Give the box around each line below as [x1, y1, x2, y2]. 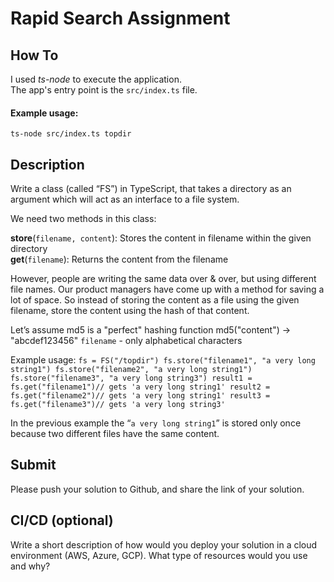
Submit [10, 457, 57, 474]
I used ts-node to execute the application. [10, 73, 182, 85]
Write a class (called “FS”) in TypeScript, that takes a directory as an [10, 183, 292, 195]
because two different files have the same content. [10, 428, 220, 440]
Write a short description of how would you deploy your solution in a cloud [10, 538, 318, 551]
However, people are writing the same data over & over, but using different [10, 273, 317, 285]
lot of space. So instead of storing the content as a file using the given [10, 294, 300, 306]
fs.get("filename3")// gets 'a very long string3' [10, 400, 226, 410]
